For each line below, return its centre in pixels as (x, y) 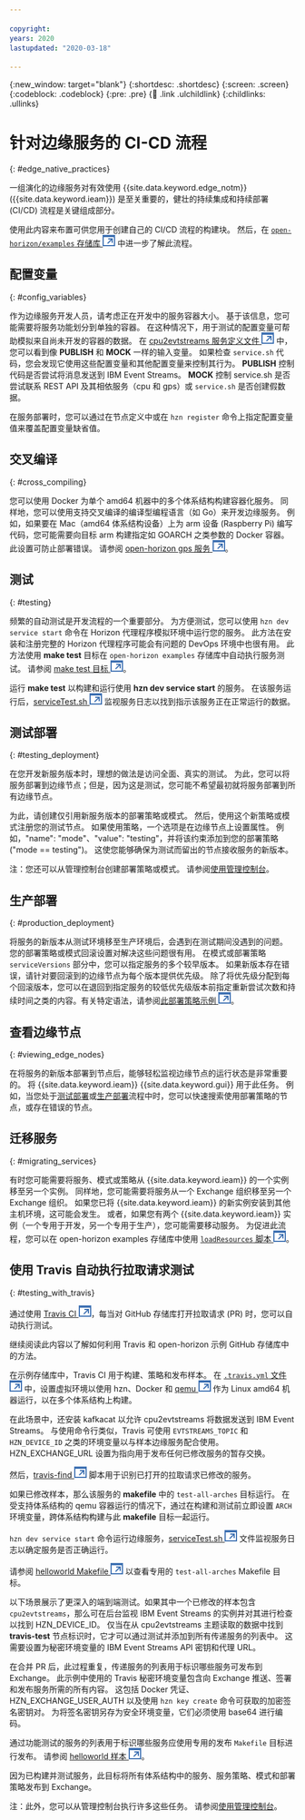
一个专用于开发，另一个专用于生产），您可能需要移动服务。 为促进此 (152, 1225)
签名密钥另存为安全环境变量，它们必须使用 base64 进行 (171, 1712)
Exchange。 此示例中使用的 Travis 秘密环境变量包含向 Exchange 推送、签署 (151, 1677)
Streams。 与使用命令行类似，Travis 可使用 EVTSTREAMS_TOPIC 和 (129, 1431)
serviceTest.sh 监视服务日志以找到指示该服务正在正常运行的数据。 (164, 701)
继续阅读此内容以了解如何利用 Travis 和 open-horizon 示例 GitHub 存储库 (145, 1344)
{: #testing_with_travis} (52, 1293)
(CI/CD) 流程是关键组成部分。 (64, 211)
